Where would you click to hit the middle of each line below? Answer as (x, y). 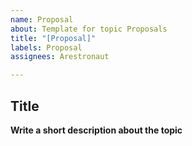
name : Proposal (42, 19)
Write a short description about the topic (96, 130)
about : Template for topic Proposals (89, 29)
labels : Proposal (46, 47)
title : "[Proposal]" (53, 38)
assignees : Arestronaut (60, 57)
